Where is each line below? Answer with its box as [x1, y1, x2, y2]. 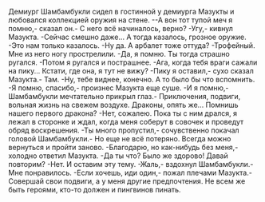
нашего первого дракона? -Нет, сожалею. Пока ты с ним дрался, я [8, 109, 238, 118]
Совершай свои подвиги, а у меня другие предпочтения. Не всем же [8, 176, 246, 186]
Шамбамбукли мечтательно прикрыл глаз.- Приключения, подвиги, [8, 92, 241, 101]
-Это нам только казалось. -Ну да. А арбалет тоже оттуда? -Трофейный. [8, 41, 255, 50]
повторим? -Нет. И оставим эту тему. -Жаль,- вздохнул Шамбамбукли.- [8, 160, 254, 168]
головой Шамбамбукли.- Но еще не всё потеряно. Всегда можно [8, 134, 231, 143]
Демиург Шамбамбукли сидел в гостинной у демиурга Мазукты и [8, 7, 235, 16]
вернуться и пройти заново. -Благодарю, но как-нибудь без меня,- [8, 143, 239, 152]
